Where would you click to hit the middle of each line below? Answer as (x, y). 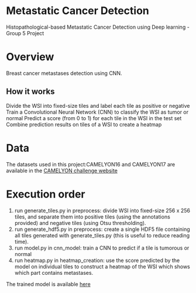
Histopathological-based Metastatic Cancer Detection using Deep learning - (98, 27)
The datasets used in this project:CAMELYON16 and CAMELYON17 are (91, 164)
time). (22, 241)
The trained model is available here (48, 284)
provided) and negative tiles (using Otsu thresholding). (80, 223)
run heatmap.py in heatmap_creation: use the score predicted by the (97, 260)
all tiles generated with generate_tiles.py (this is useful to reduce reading (102, 235)
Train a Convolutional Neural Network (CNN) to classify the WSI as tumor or (97, 112)
